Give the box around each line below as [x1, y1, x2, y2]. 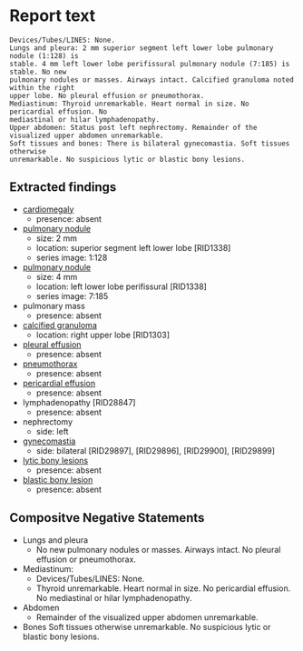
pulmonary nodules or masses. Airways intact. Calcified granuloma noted [9, 75, 295, 85]
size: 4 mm [35, 271, 78, 282]
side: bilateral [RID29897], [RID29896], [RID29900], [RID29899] [35, 445, 275, 456]
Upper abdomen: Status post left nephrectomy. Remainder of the [9, 123, 258, 132]
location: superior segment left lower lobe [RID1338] [35, 242, 231, 253]
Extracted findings [9, 179, 117, 195]
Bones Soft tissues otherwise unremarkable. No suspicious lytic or [22, 621, 271, 632]
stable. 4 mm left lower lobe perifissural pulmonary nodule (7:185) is [9, 59, 290, 68]
